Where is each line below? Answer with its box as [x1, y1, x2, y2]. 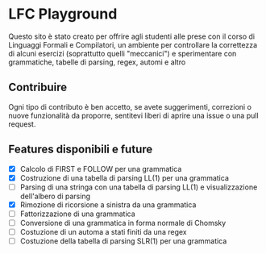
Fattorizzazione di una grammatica [19, 209, 135, 219]
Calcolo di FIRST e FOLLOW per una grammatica [19, 164, 182, 173]
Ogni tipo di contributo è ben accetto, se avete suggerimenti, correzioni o [8, 102, 252, 111]
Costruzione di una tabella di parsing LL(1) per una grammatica [19, 173, 230, 182]
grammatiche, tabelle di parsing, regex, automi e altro [8, 57, 186, 67]
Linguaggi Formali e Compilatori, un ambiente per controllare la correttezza [8, 40, 258, 49]
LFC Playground [8, 5, 118, 23]
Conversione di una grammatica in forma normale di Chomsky [19, 218, 227, 227]
